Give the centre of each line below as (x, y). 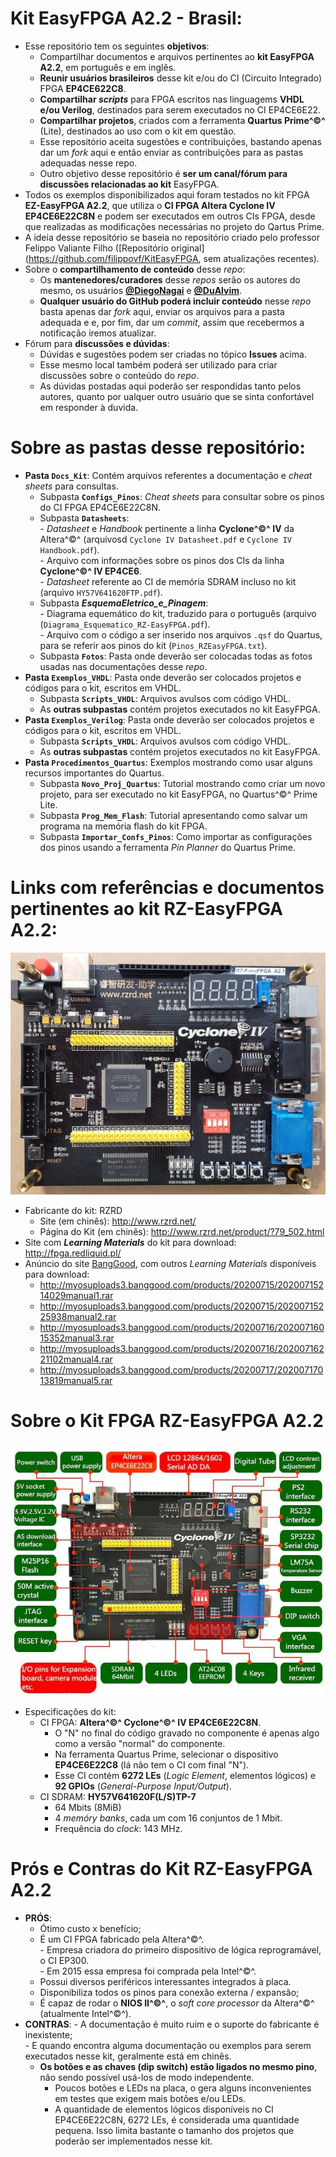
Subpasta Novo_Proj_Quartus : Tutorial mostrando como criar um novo (182, 783)
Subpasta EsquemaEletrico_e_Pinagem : (124, 603)
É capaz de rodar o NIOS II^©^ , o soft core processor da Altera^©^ (177, 2003)
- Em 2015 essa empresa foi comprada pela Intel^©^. (148, 1971)
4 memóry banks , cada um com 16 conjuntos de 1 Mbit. (168, 1818)
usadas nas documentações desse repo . (123, 666)
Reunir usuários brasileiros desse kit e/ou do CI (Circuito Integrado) (180, 78)
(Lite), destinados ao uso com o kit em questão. (138, 131)
